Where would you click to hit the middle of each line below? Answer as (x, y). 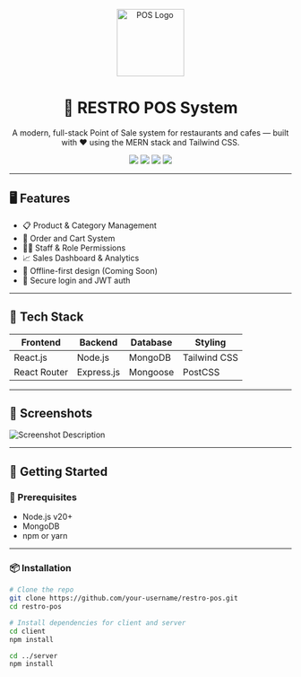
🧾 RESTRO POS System (150, 108)
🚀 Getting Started (59, 471)
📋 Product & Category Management (89, 225)
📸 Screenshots (51, 413)
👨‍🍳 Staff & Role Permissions (74, 248)
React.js (30, 357)
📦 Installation (40, 567)
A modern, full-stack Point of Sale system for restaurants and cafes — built (150, 132)
